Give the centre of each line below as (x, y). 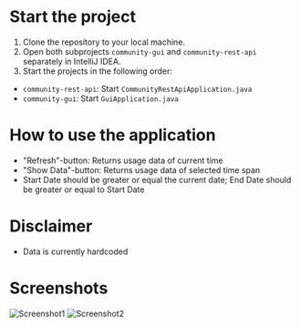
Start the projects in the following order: (98, 71)
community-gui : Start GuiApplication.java (101, 98)
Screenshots (59, 288)
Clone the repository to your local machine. (103, 42)
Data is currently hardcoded (75, 251)
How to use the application (113, 135)
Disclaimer (51, 226)
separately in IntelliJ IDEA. (72, 61)
